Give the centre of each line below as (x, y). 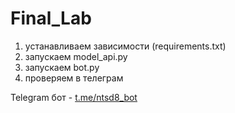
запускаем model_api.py (76, 56)
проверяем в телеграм (74, 78)
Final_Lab (51, 18)
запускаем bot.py (62, 67)
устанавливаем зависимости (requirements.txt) (125, 46)
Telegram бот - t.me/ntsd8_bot (74, 97)
